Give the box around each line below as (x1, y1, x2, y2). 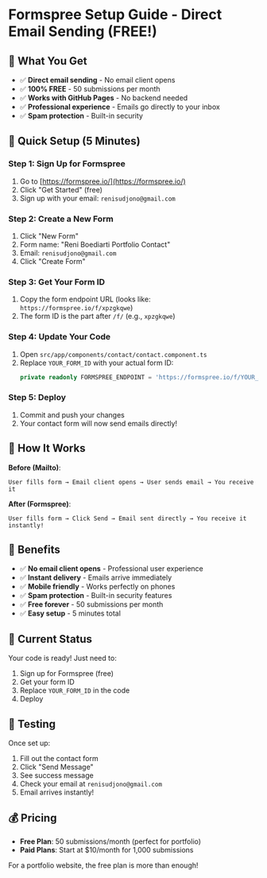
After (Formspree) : (8, 499, 72, 508)
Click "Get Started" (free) (19, 185, 103, 194)
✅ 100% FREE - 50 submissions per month (19, 84, 161, 93)
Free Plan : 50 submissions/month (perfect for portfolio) (19, 837, 201, 846)
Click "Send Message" (19, 762, 94, 771)
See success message (19, 771, 94, 780)
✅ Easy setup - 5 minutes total (19, 608, 122, 618)
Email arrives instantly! (19, 787, 95, 797)
